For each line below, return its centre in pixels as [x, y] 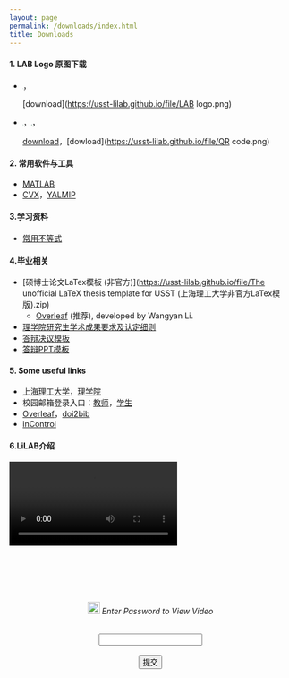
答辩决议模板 [46, 338]
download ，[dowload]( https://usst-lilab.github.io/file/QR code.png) [146, 141]
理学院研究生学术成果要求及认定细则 [89, 327]
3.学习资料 [29, 217]
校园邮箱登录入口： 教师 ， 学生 [77, 403]
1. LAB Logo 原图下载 [48, 64]
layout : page [34, 17]
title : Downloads [42, 34]
